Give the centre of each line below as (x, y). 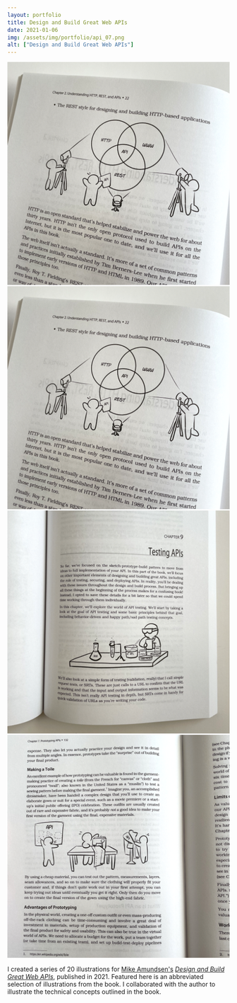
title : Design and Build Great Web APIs (68, 22)
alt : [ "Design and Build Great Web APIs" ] (71, 45)
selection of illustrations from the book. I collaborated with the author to (111, 985)
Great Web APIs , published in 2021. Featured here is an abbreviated (105, 977)
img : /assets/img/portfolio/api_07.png (66, 38)
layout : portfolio (34, 15)
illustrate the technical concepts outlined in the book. (84, 992)
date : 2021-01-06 (33, 30)
